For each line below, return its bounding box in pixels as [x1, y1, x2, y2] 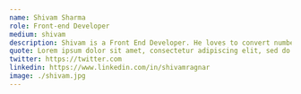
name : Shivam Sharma [9, 13, 87, 22]
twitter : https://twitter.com [9, 55, 123, 64]
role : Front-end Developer [9, 21, 110, 30]
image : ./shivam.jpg [9, 72, 87, 81]
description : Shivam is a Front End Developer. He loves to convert [9, 38, 271, 47]
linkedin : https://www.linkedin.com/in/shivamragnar [9, 64, 211, 73]
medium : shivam [9, 30, 66, 38]
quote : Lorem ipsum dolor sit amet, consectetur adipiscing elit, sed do [9, 47, 291, 56]
